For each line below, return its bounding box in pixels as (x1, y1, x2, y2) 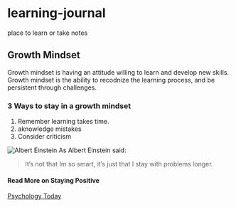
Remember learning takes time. (17, 117, 109, 126)
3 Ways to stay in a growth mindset (7, 101, 132, 111)
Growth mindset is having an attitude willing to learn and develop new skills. (7, 68, 230, 76)
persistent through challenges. (7, 83, 97, 92)
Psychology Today (7, 192, 62, 201)
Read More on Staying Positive (7, 176, 100, 184)
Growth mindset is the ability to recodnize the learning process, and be (7, 75, 215, 84)
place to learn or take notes (7, 28, 88, 37)
